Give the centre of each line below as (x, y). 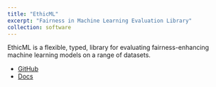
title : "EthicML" (33, 14)
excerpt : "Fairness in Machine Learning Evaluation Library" (100, 21)
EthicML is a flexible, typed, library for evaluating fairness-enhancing (108, 48)
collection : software (39, 27)
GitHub (28, 69)
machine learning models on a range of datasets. (79, 55)
